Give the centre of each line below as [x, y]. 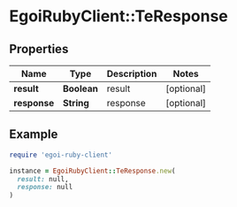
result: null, [43, 179]
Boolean [80, 88]
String [76, 103]
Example [34, 134]
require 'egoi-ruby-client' [61, 155]
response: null [45, 188]
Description [132, 74]
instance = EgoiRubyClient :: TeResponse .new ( [92, 171]
